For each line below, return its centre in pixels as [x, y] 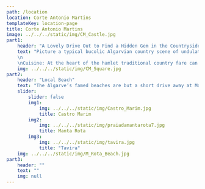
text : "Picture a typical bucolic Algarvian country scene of [98, 52]
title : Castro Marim [65, 114]
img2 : [35, 119]
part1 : [15, 40]
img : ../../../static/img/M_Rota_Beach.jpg [74, 154]
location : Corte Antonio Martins [49, 18]
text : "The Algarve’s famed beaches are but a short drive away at [105, 86]
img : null [30, 177]
